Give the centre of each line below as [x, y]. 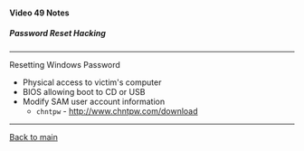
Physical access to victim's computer [92, 82]
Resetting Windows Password [65, 64]
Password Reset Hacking [58, 33]
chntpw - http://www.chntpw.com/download [117, 111]
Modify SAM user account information [94, 101]
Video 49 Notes [39, 13]
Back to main [34, 137]
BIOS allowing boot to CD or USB [84, 91]
